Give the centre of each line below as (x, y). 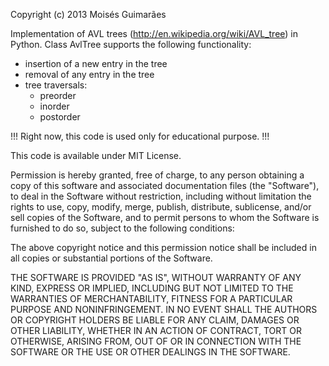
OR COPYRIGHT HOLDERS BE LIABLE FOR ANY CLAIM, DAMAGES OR (155, 320)
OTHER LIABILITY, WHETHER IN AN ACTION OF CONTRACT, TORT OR (156, 330)
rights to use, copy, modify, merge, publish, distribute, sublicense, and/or (161, 207)
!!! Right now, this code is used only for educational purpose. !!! (140, 136)
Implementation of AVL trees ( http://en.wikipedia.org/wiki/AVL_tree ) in (154, 33)
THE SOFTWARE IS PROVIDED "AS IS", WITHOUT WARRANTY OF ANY (156, 277)
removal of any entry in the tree (89, 74)
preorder (58, 95)
